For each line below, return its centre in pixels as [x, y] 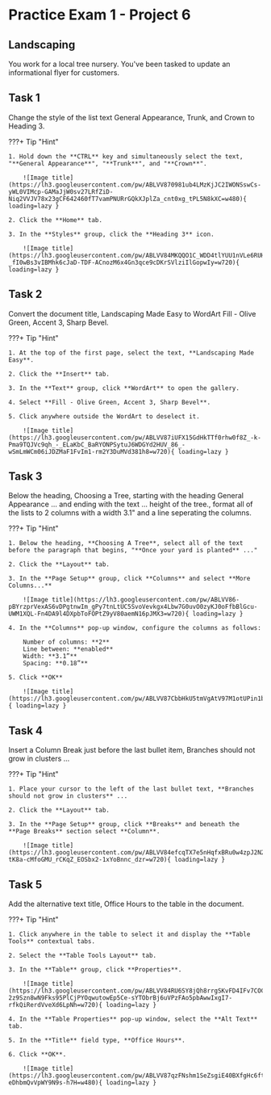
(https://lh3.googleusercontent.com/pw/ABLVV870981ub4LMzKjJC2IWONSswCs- [135, 185]
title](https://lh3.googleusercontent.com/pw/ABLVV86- [146, 600]
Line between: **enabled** [68, 649]
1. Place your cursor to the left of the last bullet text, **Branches [131, 789]
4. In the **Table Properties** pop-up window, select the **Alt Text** [133, 1019]
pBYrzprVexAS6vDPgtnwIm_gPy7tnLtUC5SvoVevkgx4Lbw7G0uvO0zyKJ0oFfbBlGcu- [133, 607]
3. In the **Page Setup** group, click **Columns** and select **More [129, 579]
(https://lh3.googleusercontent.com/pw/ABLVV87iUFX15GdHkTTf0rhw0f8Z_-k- [135, 438]
